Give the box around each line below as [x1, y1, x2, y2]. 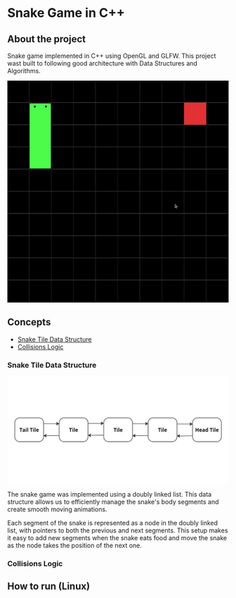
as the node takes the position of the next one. [7, 541, 143, 549]
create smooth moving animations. [7, 505, 107, 513]
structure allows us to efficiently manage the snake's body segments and [7, 497, 219, 506]
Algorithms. [7, 67, 41, 75]
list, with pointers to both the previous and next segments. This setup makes [7, 526, 228, 535]
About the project [7, 33, 86, 45]
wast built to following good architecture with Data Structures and [7, 59, 198, 68]
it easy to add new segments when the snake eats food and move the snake [7, 533, 227, 542]
